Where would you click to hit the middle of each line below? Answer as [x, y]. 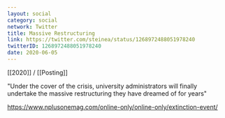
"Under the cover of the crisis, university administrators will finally [102, 86]
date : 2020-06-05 [32, 53]
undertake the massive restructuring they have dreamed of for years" [107, 93]
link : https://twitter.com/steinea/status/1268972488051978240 [101, 40]
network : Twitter [32, 27]
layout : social [29, 14]
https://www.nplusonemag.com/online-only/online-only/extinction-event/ [112, 107]
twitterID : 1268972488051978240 [54, 46]
